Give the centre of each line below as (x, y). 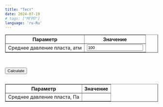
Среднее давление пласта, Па (44, 97)
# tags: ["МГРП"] (23, 18)
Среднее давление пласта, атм (45, 48)
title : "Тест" (19, 9)
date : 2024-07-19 (23, 14)
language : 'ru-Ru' (24, 23)
